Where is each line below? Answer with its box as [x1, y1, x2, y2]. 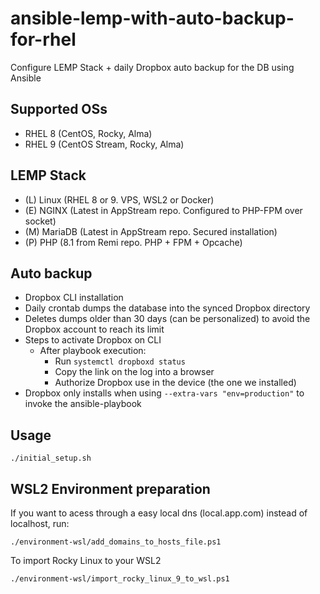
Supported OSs [10, 101, 108, 118]
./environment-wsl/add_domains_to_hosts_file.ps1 [10, 537, 222, 547]
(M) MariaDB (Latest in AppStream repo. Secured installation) [24, 225, 278, 237]
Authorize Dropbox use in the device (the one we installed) [54, 377, 297, 389]
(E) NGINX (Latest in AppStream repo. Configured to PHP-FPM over [24, 204, 303, 216]
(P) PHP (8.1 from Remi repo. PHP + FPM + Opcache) [24, 236, 243, 248]
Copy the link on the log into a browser [54, 366, 215, 378]
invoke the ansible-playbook [24, 398, 142, 410]
